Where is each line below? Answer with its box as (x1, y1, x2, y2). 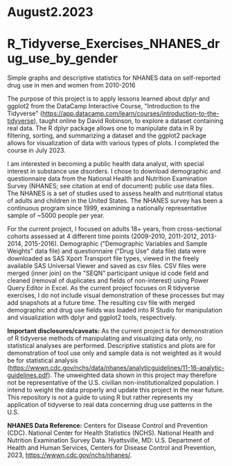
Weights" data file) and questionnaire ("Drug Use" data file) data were (7, 247, 206, 256)
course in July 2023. (7, 147, 66, 155)
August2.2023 (7, 4, 93, 20)
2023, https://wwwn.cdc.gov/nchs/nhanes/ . (7, 451, 132, 459)
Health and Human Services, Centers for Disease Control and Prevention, (7, 444, 217, 452)
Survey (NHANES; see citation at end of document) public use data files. (7, 182, 214, 190)
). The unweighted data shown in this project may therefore (47, 371, 217, 379)
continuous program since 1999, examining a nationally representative (7, 204, 208, 213)
